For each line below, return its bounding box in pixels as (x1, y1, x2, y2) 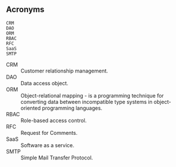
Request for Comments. (20, 129, 78, 136)
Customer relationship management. (20, 67, 108, 74)
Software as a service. (20, 141, 75, 148)
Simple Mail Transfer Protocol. (20, 154, 93, 161)
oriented (20, 105, 41, 112)
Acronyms (6, 5, 45, 15)
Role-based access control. (20, 117, 87, 124)
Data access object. (20, 79, 69, 86)
